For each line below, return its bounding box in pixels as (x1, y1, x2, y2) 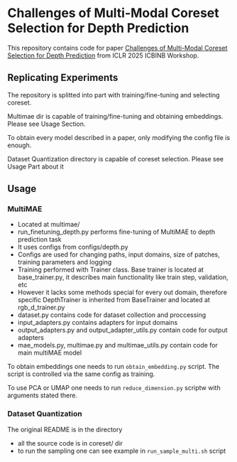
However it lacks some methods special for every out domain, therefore (17, 288, 227, 296)
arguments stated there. (7, 391, 78, 399)
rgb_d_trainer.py (17, 303, 65, 312)
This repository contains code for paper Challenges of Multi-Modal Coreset (7, 43, 228, 52)
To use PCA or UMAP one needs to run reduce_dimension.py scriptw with (7, 384, 221, 392)
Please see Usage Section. (7, 119, 86, 128)
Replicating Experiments (7, 72, 118, 84)
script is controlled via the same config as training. (7, 370, 155, 378)
